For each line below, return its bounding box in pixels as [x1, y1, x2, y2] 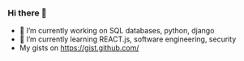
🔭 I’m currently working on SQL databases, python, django [19, 26, 215, 36]
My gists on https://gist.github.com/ [19, 43, 139, 53]
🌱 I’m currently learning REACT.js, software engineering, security [19, 34, 237, 44]
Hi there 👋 [7, 7, 48, 19]
